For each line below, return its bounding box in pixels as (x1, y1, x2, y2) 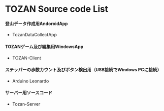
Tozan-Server (12, 101, 40, 107)
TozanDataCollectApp (12, 32, 57, 38)
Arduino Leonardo (12, 78, 49, 84)
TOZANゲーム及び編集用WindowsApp (5, 43, 84, 50)
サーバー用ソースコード (5, 90, 53, 96)
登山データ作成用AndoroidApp (5, 21, 68, 27)
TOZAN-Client (12, 55, 41, 61)
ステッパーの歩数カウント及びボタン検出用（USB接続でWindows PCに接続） (5, 67, 162, 73)
